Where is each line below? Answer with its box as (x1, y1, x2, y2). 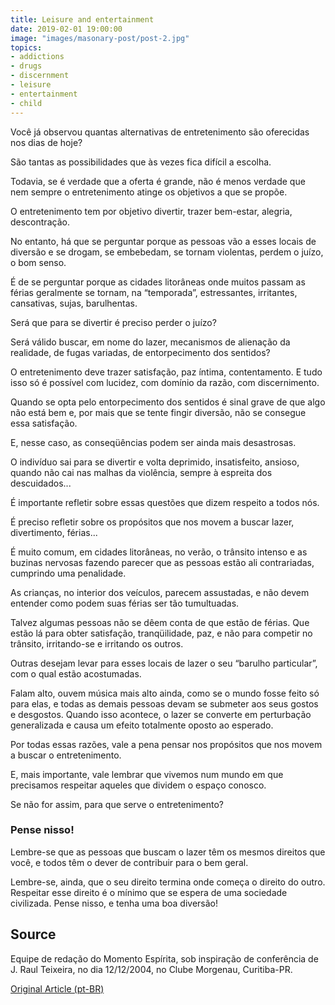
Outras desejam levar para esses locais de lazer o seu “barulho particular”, (10, 657, 318, 669)
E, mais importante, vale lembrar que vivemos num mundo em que (10, 768, 284, 780)
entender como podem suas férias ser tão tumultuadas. (10, 597, 240, 609)
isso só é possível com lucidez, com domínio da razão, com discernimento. (10, 376, 320, 388)
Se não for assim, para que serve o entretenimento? (10, 798, 225, 810)
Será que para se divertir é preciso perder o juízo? (10, 316, 217, 328)
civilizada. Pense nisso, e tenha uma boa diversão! (10, 897, 218, 909)
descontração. (10, 216, 70, 228)
